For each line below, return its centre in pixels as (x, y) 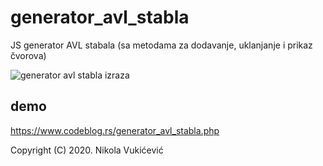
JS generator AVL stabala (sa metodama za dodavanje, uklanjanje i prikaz (161, 45)
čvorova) (28, 55)
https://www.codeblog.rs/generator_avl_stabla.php (115, 130)
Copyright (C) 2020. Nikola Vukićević (87, 150)
